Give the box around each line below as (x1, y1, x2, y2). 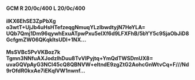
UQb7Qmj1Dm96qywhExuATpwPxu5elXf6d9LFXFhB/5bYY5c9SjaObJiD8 (6, 30, 190, 37)
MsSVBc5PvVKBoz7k (6, 48, 61, 55)
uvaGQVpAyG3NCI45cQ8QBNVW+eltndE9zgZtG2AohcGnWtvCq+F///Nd (6, 61, 190, 68)
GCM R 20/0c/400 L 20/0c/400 (6, 5, 85, 12)
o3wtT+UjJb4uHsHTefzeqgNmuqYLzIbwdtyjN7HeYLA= (6, 24, 146, 31)
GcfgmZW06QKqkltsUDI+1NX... (6, 36, 87, 43)
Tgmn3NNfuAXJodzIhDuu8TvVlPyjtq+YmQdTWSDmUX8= (6, 55, 153, 62)
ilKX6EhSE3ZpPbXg (6, 18, 56, 25)
